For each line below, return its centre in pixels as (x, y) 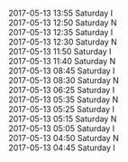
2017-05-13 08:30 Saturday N (64, 80)
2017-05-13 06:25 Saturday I (62, 90)
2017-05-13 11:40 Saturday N (62, 61)
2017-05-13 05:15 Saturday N (63, 119)
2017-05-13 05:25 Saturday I (61, 109)
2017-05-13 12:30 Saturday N (63, 42)
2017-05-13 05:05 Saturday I (62, 129)
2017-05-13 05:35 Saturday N (64, 100)
